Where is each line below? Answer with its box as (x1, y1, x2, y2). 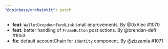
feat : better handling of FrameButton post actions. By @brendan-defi (12, 27, 157, 33)
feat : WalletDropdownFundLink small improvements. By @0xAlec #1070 (12, 21, 160, 28)
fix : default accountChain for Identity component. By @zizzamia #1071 (12, 38, 163, 44)
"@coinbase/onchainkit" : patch (5, 7, 72, 13)
